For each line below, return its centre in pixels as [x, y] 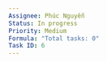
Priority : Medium [38, 31]
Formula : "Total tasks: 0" [54, 38]
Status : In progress [43, 23]
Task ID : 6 [27, 46]
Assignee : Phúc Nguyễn [47, 16]
